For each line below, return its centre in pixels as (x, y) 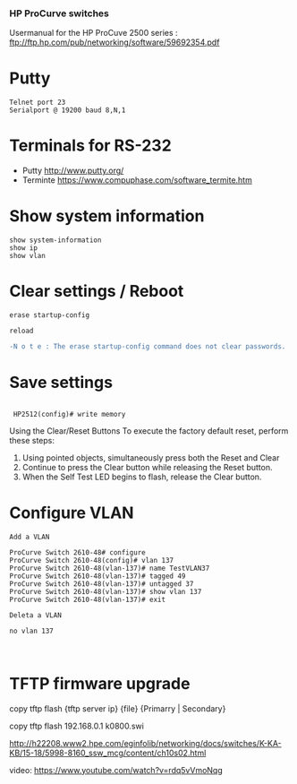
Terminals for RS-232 (90, 146)
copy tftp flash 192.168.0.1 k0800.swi (77, 726)
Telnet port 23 (38, 103)
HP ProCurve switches (59, 13)
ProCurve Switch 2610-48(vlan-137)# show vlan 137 (106, 591)
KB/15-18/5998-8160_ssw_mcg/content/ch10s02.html (108, 753)
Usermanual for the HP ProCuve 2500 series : (93, 33)
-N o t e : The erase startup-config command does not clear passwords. (148, 347)
